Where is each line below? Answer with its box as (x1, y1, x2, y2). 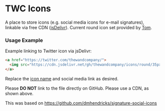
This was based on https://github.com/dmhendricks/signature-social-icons (5, 100, 157, 106)
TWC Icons (5, 3, 52, 14)
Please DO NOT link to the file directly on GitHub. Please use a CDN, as (5, 85, 149, 91)
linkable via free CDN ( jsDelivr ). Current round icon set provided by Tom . (5, 24, 152, 30)
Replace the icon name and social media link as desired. (5, 75, 119, 81)
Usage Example (5, 37, 43, 43)
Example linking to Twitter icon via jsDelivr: (5, 48, 92, 54)
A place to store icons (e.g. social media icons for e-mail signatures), (5, 19, 144, 25)
